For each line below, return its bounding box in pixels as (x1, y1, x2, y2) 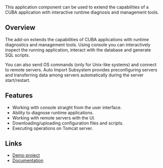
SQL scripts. (5, 52, 30, 58)
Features (5, 92, 33, 100)
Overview (5, 24, 36, 32)
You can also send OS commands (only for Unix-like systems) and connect (5, 61, 157, 68)
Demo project (12, 152, 40, 158)
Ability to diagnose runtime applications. (12, 110, 94, 116)
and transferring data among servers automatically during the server (5, 72, 144, 78)
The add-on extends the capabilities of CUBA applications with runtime (5, 36, 149, 42)
